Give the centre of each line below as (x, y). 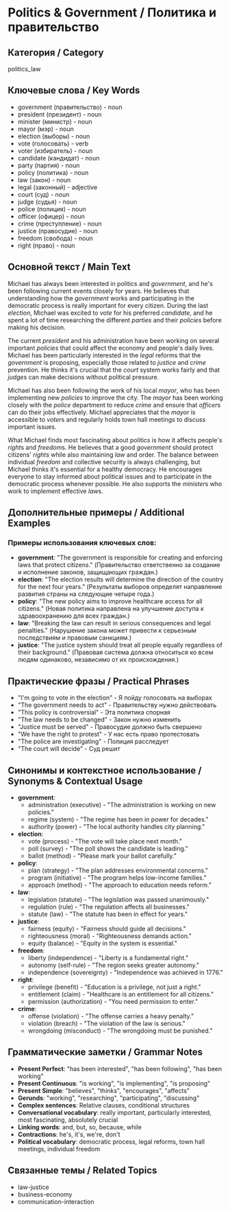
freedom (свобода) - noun (55, 238)
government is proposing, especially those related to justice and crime (107, 362)
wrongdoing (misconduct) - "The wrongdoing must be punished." (120, 1031)
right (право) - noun (46, 245)
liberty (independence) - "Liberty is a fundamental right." (108, 957)
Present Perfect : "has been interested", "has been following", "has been (119, 1068)
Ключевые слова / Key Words (74, 91)
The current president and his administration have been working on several (114, 340)
